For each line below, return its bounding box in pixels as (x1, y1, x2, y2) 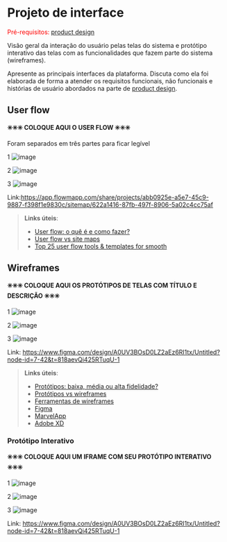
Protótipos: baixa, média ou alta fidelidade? (34, 382, 158, 390)
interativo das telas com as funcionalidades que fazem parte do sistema (7, 49, 213, 57)
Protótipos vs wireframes (34, 389, 107, 398)
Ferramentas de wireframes (34, 397, 115, 405)
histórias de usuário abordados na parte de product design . (7, 84, 178, 92)
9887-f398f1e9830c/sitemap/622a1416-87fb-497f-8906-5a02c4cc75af (7, 200, 214, 209)
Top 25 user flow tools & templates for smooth (34, 242, 167, 251)
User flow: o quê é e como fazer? (34, 227, 131, 235)
